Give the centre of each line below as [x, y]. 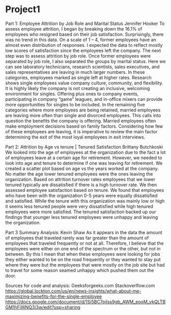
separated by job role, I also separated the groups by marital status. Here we [85, 61]
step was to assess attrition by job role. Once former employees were [78, 56]
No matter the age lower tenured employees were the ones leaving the [79, 174]
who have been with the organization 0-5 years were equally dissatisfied [81, 195]
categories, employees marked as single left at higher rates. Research [78, 77]
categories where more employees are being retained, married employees [83, 110]
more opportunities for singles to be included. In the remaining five [75, 104]
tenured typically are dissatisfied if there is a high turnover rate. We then [81, 185]
